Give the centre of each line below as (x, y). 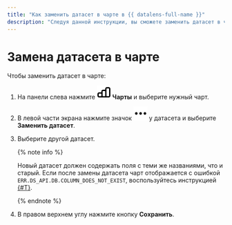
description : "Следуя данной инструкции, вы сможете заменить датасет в (114, 22)
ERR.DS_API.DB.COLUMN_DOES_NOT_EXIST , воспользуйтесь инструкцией (117, 180)
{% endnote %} (39, 201)
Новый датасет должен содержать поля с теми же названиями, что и (120, 166)
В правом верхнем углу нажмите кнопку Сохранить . (96, 215)
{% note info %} (40, 153)
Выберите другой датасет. (56, 139)
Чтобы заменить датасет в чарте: (57, 76)
